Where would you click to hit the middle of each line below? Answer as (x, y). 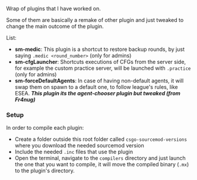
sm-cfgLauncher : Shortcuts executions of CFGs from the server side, (100, 62)
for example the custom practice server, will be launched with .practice (103, 68)
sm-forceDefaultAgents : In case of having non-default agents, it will (99, 81)
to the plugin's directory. (45, 171)
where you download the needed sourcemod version (79, 146)
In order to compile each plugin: (45, 128)
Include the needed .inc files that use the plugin (74, 152)
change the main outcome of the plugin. (55, 26)
